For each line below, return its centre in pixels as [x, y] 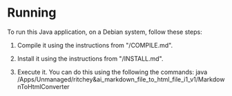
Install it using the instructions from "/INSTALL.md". [90, 58]
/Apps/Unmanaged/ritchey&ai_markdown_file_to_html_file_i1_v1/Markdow [121, 79]
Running [32, 13]
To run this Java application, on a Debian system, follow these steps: [105, 32]
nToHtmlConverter [43, 86]
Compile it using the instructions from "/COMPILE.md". [95, 45]
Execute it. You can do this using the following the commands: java [112, 72]
